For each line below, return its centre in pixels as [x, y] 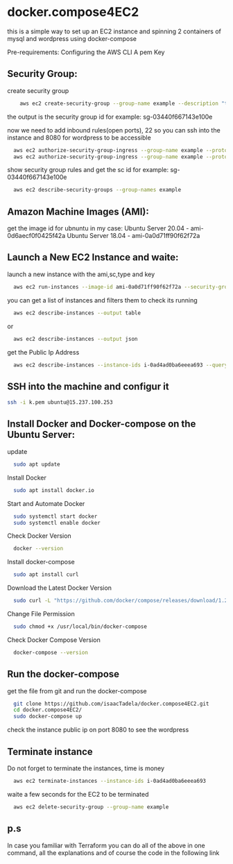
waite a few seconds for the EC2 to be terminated [78, 794]
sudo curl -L [32, 601]
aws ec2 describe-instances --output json [76, 339]
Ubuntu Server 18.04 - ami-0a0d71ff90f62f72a [133, 236]
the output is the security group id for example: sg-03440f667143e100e [110, 117]
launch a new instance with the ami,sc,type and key [81, 274]
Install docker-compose [41, 562]
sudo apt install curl [46, 575]
